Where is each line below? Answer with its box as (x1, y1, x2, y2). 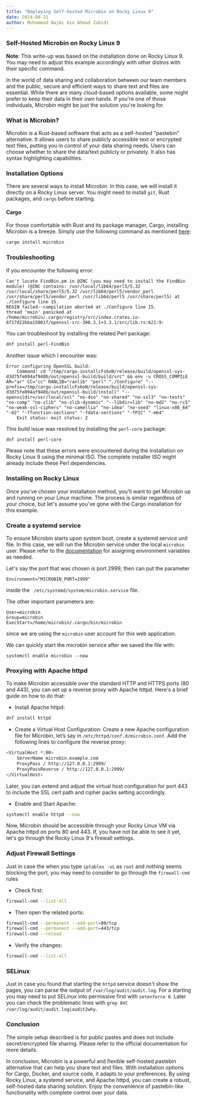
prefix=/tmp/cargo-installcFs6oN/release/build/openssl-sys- (6, 384, 159, 390)
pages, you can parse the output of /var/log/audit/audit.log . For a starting (6, 986, 191, 994)
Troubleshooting (6, 253, 55, 262)
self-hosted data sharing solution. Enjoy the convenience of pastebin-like (6, 1083, 183, 1090)
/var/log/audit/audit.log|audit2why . (6, 1005, 98, 1012)
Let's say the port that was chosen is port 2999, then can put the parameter (6, 565, 190, 572)
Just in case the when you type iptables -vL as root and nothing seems (6, 863, 182, 870)
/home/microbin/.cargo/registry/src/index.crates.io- (6, 314, 141, 320)
